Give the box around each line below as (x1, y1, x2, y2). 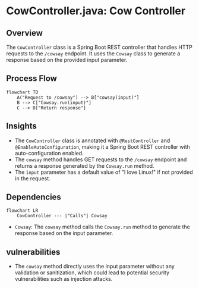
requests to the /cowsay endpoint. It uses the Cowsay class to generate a (6, 50, 181, 57)
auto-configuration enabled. (14, 149, 84, 156)
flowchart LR (6, 208, 39, 214)
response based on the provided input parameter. (6, 57, 128, 63)
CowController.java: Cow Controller (6, 4, 186, 18)
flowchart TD (6, 89, 39, 95)
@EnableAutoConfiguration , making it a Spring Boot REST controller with (14, 143, 190, 150)
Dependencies (6, 192, 61, 202)
